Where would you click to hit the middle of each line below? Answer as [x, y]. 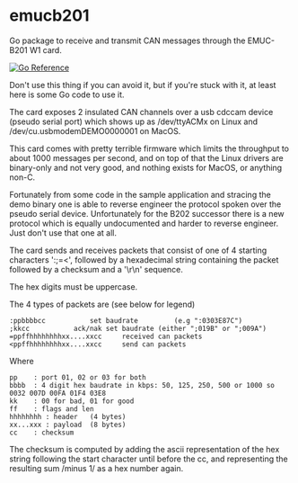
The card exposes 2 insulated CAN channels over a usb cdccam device [141, 112]
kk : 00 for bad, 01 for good [72, 401]
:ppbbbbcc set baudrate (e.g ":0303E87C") [126, 320]
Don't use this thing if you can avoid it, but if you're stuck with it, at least [143, 85]
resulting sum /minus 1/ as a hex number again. [96, 468]
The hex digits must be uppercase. [74, 286]
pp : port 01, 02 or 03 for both [78, 377]
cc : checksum [42, 433]
